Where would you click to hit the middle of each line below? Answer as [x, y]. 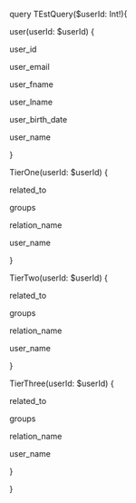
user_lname [31, 102]
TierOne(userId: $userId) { [59, 172]
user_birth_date [39, 119]
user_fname [32, 84]
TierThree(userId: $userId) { [62, 383]
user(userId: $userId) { [52, 31]
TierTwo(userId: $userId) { [59, 278]
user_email [29, 67]
